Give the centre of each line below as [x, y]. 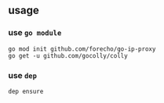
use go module [35, 33]
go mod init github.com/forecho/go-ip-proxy [82, 49]
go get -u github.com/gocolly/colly [68, 55]
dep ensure [26, 91]
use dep [23, 75]
